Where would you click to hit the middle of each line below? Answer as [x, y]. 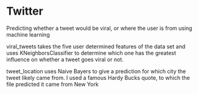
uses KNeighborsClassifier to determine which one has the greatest [91, 52]
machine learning [28, 34]
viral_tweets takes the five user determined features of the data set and [96, 46]
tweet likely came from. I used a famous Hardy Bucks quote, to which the [98, 78]
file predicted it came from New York [52, 84]
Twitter [25, 11]
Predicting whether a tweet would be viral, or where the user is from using [99, 28]
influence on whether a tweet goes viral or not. [65, 59]
